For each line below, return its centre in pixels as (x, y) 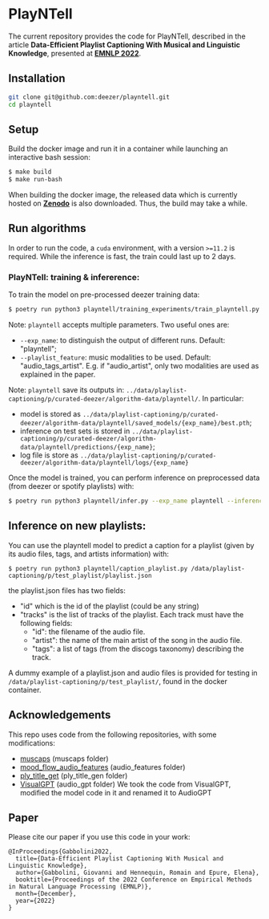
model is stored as (50, 414)
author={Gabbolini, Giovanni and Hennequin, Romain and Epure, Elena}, (138, 873)
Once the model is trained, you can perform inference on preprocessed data (134, 478)
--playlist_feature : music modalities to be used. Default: (115, 357)
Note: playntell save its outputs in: (66, 390)
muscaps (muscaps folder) (64, 758)
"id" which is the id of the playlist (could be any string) (110, 606)
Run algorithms (47, 228)
